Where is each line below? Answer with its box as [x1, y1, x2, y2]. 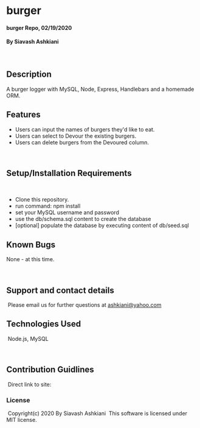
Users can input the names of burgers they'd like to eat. [15, 125, 155, 133]
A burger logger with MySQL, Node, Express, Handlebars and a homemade [6, 85, 195, 93]
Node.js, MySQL [7, 335, 49, 342]
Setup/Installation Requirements [6, 168, 132, 178]
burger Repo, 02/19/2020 [6, 24, 72, 31]
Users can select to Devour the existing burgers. [15, 132, 137, 139]
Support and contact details [6, 285, 114, 295]
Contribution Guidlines [6, 365, 94, 375]
